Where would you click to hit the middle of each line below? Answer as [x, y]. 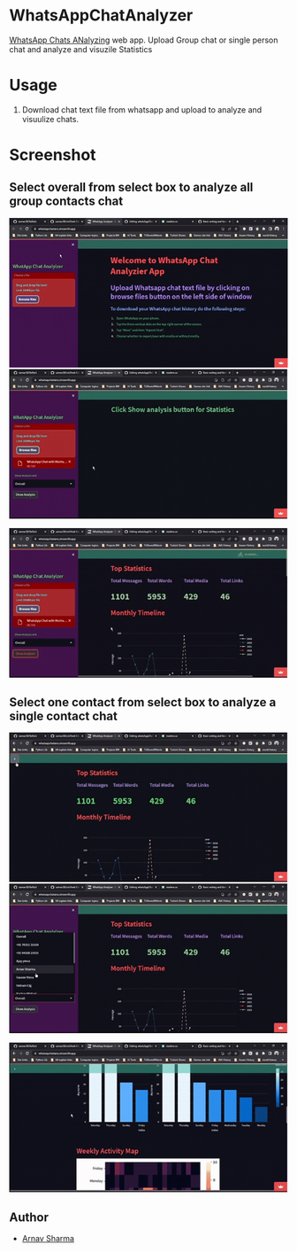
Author [29, 1217]
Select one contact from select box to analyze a [143, 702]
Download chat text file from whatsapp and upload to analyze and [142, 109]
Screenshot [53, 155]
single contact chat [63, 716]
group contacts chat [66, 202]
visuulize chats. [50, 119]
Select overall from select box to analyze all [131, 187]
